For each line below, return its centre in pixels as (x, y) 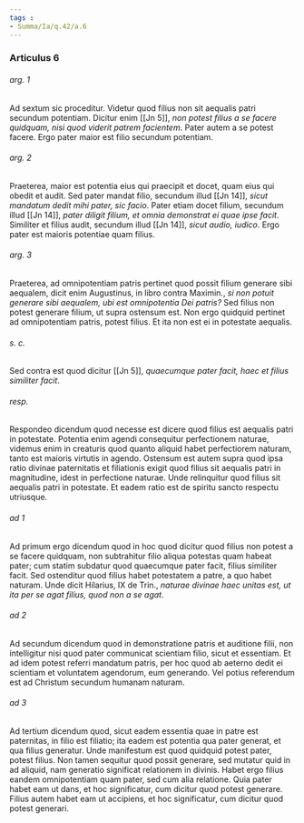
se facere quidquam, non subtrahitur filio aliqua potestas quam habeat (141, 556)
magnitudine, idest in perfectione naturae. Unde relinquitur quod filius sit (145, 477)
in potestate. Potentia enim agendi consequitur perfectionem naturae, (139, 439)
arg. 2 (20, 158)
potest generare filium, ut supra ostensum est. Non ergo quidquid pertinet (147, 312)
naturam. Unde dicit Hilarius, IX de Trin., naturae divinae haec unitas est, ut (150, 585)
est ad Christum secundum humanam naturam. (97, 682)
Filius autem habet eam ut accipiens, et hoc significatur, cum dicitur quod (147, 799)
